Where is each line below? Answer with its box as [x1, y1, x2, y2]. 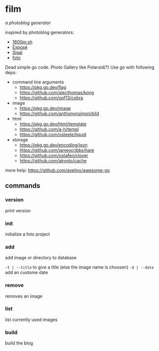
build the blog [5, 340, 33, 346]
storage [12, 137, 28, 143]
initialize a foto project [5, 231, 50, 237]
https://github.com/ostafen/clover [19, 152, 89, 158]
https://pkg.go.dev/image [19, 105, 71, 111]
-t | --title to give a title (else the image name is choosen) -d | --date [5, 264, 154, 270]
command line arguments [12, 79, 64, 85]
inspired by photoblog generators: [5, 29, 74, 35]
